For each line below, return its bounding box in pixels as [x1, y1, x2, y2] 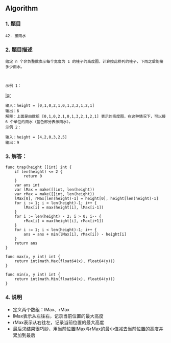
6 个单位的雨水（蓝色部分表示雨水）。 [5, 119, 73, 124]
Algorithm [5, 4, 38, 13]
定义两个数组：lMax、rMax [12, 306, 70, 312]
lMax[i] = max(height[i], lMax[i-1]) [23, 205, 104, 210]
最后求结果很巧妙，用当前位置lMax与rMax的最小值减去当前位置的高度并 [12, 326, 163, 332]
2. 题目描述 [5, 46, 33, 53]
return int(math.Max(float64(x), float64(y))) [14, 259, 115, 264]
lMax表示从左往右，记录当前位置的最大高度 [12, 313, 104, 319]
